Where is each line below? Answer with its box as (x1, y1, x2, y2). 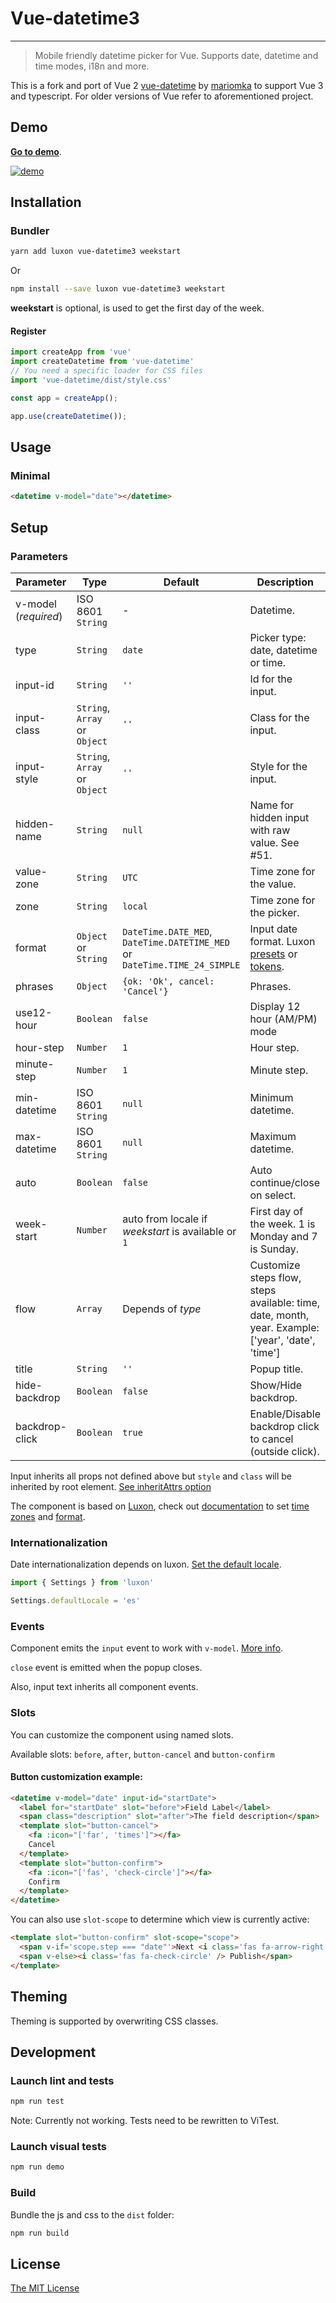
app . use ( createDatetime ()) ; (10, 411, 128, 421)
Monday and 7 (249, 1229, 318, 1243)
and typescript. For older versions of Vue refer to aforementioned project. (10, 90, 314, 102)
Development (10, 2043, 97, 2061)
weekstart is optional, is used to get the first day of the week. (10, 302, 265, 314)
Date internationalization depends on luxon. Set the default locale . (10, 1558, 282, 1571)
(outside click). (249, 1444, 320, 1458)
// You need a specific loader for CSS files (10, 366, 203, 376)
